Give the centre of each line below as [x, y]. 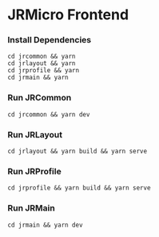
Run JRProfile [34, 172]
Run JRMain [31, 208]
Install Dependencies [50, 40]
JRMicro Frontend [68, 15]
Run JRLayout [35, 134]
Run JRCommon [40, 98]
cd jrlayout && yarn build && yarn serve [78, 151]
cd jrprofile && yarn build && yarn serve [79, 188]
